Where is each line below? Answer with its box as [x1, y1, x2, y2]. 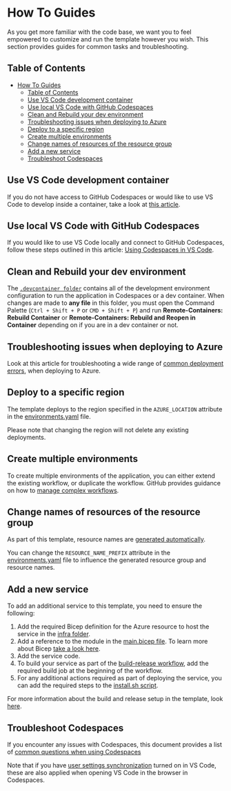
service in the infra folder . [17, 630, 91, 638]
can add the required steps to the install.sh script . [17, 681, 159, 689]
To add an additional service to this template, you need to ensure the [7, 602, 202, 610]
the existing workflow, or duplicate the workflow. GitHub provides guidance [7, 478, 221, 487]
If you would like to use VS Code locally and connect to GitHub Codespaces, [7, 239, 225, 247]
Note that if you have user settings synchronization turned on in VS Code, [7, 761, 217, 770]
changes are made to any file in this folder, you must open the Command [7, 299, 215, 307]
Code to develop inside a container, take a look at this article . [7, 200, 181, 208]
